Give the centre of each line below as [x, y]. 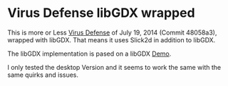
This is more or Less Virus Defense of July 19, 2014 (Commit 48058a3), [112, 32]
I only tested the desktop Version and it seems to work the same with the [114, 67]
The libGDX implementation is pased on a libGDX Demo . [89, 54]
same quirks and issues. [43, 75]
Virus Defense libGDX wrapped [101, 13]
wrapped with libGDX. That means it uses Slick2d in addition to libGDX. [112, 39]
